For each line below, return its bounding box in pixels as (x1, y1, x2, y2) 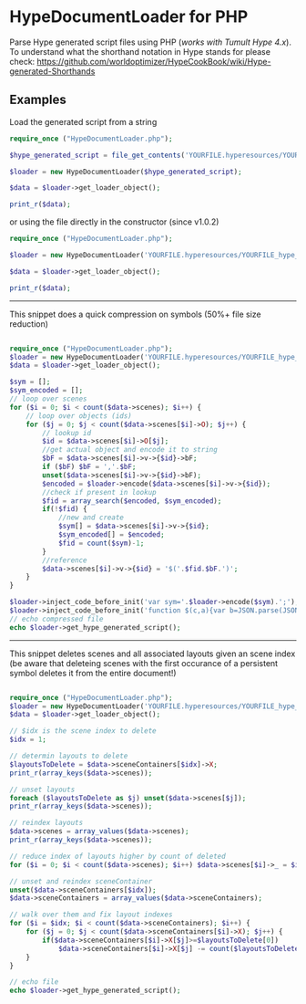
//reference (42, 555, 88, 565)
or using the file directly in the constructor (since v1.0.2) (9, 216, 219, 227)
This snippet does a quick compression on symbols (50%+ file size (9, 309, 261, 319)
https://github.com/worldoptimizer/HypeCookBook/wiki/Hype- (36, 56, 271, 67)
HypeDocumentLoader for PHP (9, 6, 249, 27)
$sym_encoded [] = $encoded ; (57, 530, 166, 539)
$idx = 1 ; (9, 735, 47, 745)
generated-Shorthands (9, 66, 96, 77)
